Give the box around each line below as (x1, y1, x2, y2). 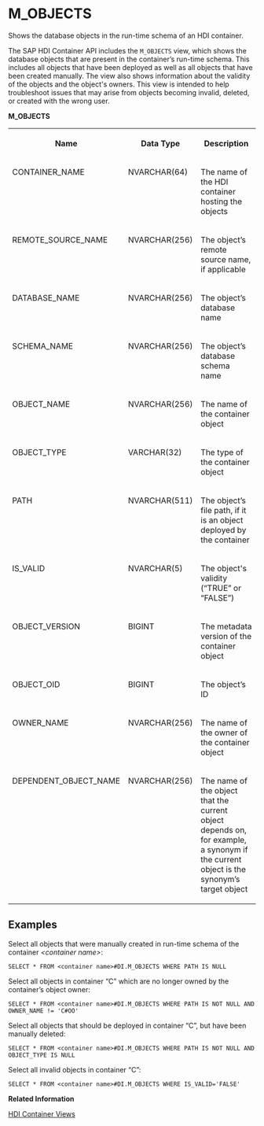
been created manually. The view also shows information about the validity (8, 71, 251, 80)
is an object (200, 515, 244, 526)
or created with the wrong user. (8, 96, 110, 105)
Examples (8, 918, 57, 932)
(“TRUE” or (200, 582, 242, 593)
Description (203, 138, 249, 149)
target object (200, 883, 248, 894)
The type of (200, 446, 244, 457)
